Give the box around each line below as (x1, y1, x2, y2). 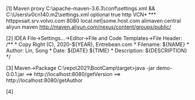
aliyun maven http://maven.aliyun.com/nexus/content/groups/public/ (6, 23, 171, 30)
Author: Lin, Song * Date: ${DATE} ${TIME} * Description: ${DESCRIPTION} (6, 47, 187, 54)
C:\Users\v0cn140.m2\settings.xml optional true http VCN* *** (6, 11, 156, 18)
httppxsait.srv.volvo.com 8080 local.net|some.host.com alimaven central (6, 17, 181, 24)
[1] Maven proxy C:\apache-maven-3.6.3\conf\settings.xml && (6, 5, 156, 12)
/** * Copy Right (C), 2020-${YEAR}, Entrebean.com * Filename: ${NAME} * (6, 41, 190, 48)
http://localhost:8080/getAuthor (6, 77, 83, 84)
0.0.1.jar (6, 71, 25, 77)
